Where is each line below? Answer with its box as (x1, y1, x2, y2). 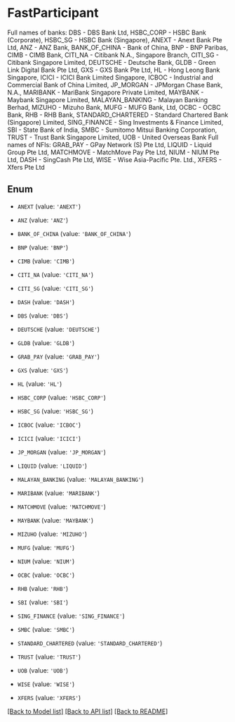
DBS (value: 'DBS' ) (17, 311, 69, 320)
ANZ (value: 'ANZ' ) (17, 216, 69, 224)
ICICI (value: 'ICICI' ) (17, 434, 81, 442)
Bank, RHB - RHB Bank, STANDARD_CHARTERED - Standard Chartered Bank (7, 111, 229, 119)
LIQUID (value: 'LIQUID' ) (17, 461, 88, 470)
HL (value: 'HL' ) (17, 379, 62, 388)
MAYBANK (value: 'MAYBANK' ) (17, 516, 93, 524)
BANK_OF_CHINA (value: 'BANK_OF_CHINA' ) (17, 229, 131, 237)
